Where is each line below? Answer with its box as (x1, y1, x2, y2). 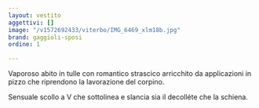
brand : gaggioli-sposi (8, 33, 82, 41)
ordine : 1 (8, 41, 41, 49)
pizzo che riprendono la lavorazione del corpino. (8, 77, 165, 87)
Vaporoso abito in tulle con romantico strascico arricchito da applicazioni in (8, 69, 252, 78)
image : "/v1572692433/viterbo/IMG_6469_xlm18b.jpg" (8, 26, 181, 34)
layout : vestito (8, 11, 61, 20)
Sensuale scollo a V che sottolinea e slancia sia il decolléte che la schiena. (8, 92, 249, 102)
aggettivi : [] (8, 19, 55, 27)
